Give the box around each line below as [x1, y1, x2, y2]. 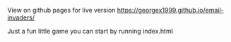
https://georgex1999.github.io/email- [117, 6, 224, 14]
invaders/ [7, 13, 35, 22]
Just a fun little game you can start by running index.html [7, 27, 173, 35]
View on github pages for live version [7, 6, 116, 14]
